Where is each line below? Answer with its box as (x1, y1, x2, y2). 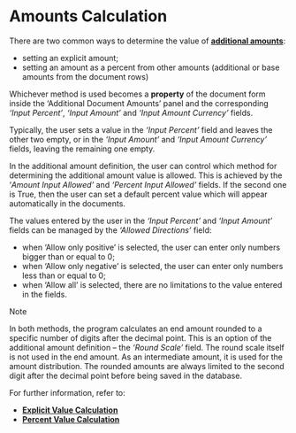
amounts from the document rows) (21, 71, 149, 81)
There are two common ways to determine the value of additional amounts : (9, 35, 286, 46)
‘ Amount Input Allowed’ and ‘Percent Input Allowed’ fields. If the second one (9, 179, 287, 189)
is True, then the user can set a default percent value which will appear (9, 189, 268, 199)
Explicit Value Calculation (21, 405, 118, 415)
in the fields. (21, 289, 68, 299)
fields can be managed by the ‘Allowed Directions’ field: (9, 224, 212, 236)
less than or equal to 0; (21, 270, 106, 281)
